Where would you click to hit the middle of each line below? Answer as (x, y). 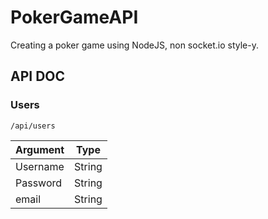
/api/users (33, 126)
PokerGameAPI (74, 17)
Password (39, 183)
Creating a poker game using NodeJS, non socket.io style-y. (134, 45)
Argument (40, 149)
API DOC (38, 76)
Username (40, 166)
